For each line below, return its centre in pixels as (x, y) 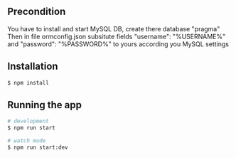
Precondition (37, 12)
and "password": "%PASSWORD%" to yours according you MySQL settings (118, 44)
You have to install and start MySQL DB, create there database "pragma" (114, 28)
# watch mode (27, 141)
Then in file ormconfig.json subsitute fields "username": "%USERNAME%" (117, 36)
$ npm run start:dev (38, 147)
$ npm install (28, 83)
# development (28, 121)
